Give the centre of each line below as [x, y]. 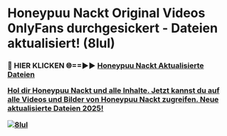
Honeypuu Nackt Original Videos [106, 13]
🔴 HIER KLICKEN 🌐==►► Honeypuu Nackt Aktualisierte [106, 66]
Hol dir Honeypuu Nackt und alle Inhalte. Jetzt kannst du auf [114, 90]
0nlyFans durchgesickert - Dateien [113, 28]
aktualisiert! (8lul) [61, 43]
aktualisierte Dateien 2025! [56, 108]
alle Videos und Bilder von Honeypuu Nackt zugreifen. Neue [113, 100]
